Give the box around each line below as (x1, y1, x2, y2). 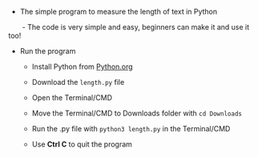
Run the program (19, 46, 76, 55)
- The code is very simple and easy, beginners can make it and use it (22, 22, 250, 31)
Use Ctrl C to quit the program (31, 139, 132, 149)
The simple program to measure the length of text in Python (19, 7, 218, 16)
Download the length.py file (31, 78, 125, 87)
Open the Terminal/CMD (31, 93, 112, 103)
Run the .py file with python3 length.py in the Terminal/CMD (31, 124, 231, 133)
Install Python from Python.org (31, 62, 134, 71)
